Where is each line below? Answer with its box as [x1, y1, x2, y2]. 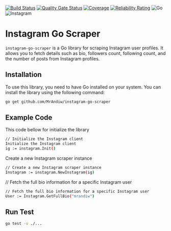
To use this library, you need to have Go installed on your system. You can [5, 84, 161, 90]
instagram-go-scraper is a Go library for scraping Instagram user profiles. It [5, 45, 163, 51]
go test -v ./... [5, 221, 42, 226]
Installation [5, 70, 42, 79]
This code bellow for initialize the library [5, 127, 89, 133]
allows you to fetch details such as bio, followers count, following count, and [5, 50, 166, 56]
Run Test [5, 208, 34, 216]
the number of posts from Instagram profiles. [5, 55, 100, 62]
